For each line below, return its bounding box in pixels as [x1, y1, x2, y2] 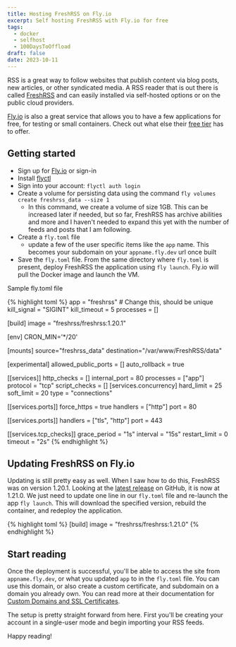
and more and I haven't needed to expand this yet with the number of [27, 217, 230, 226]
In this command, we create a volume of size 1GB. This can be [27, 202, 209, 211]
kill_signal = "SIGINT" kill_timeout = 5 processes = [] [7, 305, 159, 313]
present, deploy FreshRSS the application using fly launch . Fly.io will [17, 262, 219, 271]
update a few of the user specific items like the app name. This [27, 240, 209, 248]
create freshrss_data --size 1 [17, 196, 110, 204]
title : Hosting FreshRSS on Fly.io [7, 10, 112, 18]
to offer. [7, 127, 30, 135]
